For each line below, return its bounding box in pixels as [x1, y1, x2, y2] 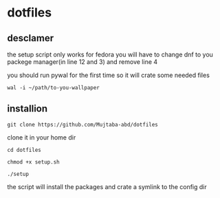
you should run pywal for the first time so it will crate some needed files [7, 71, 210, 79]
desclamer [7, 32, 54, 44]
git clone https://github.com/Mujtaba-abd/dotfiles [7, 121, 158, 128]
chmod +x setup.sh [7, 158, 60, 166]
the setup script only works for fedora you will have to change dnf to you [7, 50, 213, 58]
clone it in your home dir [7, 133, 76, 142]
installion [7, 103, 48, 115]
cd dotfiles [7, 146, 41, 153]
